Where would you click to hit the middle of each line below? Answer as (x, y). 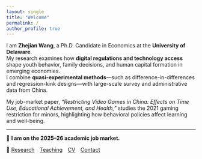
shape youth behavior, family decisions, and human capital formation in (94, 65)
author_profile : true (33, 28)
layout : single (25, 12)
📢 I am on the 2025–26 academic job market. (63, 138)
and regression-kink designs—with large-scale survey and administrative (97, 84)
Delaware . (19, 52)
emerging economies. (33, 71)
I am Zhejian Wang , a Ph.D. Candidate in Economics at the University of (96, 46)
